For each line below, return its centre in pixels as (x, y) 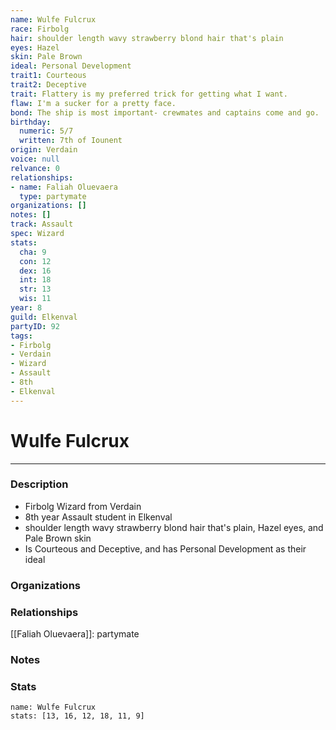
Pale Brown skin (58, 538)
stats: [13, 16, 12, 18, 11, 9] (77, 716)
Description (39, 484)
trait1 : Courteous (48, 76)
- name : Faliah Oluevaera (64, 187)
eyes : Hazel (35, 47)
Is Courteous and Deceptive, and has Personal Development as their (165, 548)
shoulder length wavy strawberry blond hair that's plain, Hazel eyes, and (174, 527)
